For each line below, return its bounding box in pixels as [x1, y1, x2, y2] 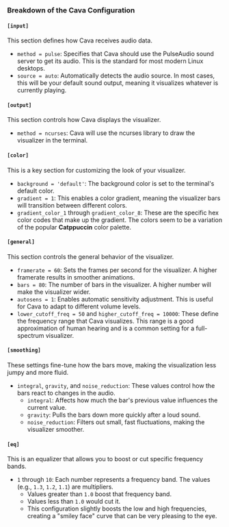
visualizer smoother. [27, 425, 84, 433]
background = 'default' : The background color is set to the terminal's [16, 179, 215, 187]
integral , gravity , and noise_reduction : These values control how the [16, 381, 215, 389]
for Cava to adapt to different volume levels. [16, 302, 141, 310]
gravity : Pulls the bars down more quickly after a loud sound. [27, 410, 201, 419]
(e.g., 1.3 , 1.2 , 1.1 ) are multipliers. [16, 482, 114, 491]
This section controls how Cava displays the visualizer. [7, 116, 161, 124]
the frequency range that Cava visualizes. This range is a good [16, 317, 193, 325]
